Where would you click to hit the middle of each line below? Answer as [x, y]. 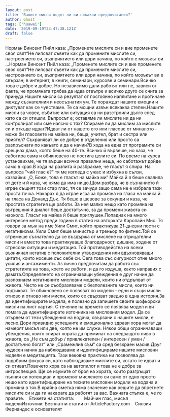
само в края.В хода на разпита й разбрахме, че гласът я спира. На [78, 166]
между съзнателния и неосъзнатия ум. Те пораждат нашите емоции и [82, 102]
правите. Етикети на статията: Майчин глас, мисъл [67, 398]
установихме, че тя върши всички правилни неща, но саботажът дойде [83, 161]
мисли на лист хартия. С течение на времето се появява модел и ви [80, 307]
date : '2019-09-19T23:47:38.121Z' [42, 29]
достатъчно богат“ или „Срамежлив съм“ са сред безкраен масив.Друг [83, 344]
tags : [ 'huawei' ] [24, 24]
